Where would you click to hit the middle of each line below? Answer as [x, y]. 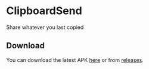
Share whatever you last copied [45, 27]
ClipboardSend [44, 11]
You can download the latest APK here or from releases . [75, 60]
